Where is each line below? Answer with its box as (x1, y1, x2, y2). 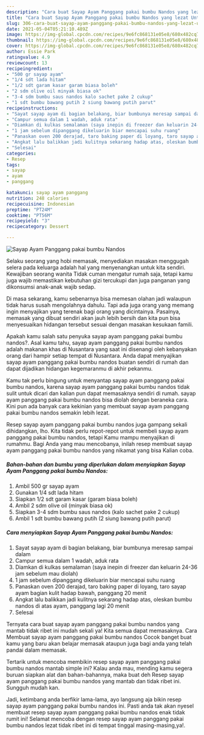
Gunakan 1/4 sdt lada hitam (15, 489, 84, 496)
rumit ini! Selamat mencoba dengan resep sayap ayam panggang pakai (6, 715, 184, 722)
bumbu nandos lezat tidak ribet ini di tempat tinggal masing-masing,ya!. (6, 722, 186, 729)
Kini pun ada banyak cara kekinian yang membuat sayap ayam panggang (6, 403, 189, 409)
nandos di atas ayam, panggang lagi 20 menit (15, 602, 129, 609)
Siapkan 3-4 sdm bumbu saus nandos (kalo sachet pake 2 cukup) (15, 508, 180, 515)
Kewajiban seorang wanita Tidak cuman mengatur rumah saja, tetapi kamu (6, 270, 193, 277)
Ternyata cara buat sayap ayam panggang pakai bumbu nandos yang (6, 620, 180, 627)
